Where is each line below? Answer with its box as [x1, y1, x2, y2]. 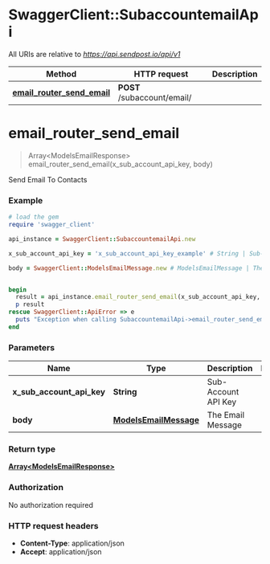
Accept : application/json [19, 546, 102, 556]
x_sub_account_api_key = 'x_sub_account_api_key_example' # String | [8, 249, 247, 258]
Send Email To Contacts [8, 174, 88, 184]
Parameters [8, 341, 55, 353]
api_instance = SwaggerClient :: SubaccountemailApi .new [8, 235, 196, 243]
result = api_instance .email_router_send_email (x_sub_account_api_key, [15, 293, 261, 301]
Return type [8, 443, 56, 455]
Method [46, 68, 77, 80]
